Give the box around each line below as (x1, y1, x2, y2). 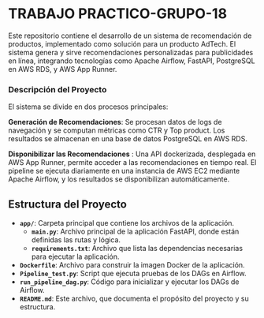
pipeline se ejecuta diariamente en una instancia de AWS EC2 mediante (8, 166, 240, 176)
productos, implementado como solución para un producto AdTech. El (8, 39, 236, 48)
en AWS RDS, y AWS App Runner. (8, 64, 117, 73)
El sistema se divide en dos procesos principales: (8, 102, 169, 111)
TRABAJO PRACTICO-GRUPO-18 (8, 5, 227, 23)
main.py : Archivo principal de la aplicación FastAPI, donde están (31, 226, 240, 237)
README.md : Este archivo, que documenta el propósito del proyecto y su (19, 294, 250, 304)
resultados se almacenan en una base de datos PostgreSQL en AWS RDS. (8, 134, 248, 144)
